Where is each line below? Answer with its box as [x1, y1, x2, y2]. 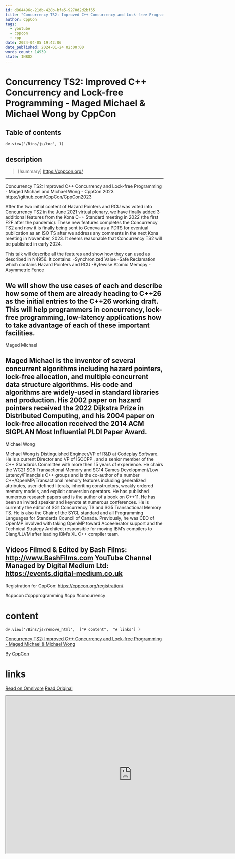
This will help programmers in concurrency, [5, 305, 145, 314]
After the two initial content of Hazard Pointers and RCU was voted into [5, 204, 152, 210]
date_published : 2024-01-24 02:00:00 [5, 45, 84, 50]
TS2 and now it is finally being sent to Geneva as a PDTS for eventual [5, 225, 149, 231]
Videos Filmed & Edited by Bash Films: [5, 545, 127, 555]
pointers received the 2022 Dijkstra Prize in [5, 404, 144, 412]
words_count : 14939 [5, 49, 46, 54]
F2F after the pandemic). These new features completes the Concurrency [5, 220, 158, 226]
